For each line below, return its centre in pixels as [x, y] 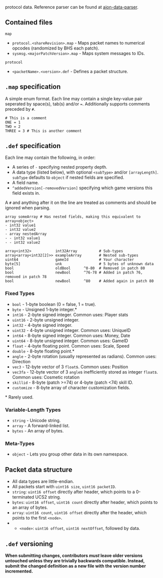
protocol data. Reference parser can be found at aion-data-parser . [72, 7]
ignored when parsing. [28, 208]
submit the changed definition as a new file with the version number [76, 566]
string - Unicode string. [36, 421]
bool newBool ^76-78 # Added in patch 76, [74, 273]
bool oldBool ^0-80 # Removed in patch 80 [75, 268]
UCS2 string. [48, 497]
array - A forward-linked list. [41, 426]
